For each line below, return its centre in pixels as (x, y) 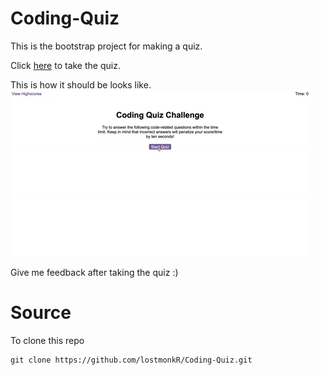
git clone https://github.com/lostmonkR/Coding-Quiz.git (131, 360)
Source (41, 313)
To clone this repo (47, 340)
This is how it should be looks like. (81, 84)
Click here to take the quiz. (65, 65)
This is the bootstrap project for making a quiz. (106, 46)
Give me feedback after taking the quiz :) (94, 272)
